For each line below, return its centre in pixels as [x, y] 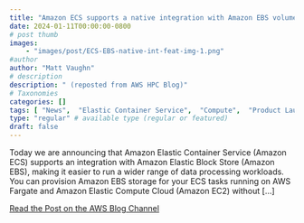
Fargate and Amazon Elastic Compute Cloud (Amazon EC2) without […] [142, 191]
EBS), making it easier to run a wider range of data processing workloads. [147, 172]
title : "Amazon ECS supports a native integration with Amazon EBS [139, 18]
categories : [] [38, 102]
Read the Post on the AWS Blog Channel [85, 208]
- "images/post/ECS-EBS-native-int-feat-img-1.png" [125, 51]
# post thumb [34, 34]
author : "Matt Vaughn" [52, 69]
